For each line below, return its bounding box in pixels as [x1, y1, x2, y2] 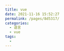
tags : [5, 34, 16, 39]
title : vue [5, 7, 27, 12]
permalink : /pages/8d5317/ [5, 16, 60, 21]
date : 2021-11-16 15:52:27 [5, 12, 60, 17]
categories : [5, 20, 29, 26]
